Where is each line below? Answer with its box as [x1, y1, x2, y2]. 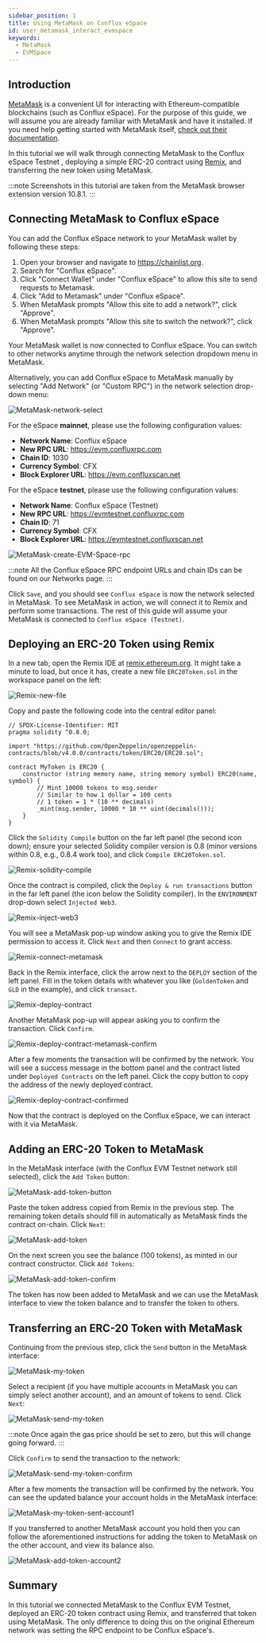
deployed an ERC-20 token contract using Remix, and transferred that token [8, 1608, 256, 1618]
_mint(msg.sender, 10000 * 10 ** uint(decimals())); [37, 805, 215, 813]
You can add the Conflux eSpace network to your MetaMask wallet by [8, 233, 237, 243]
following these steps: [8, 242, 81, 251]
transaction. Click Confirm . [8, 1024, 94, 1034]
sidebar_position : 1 [8, 11, 77, 20]
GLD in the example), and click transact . [8, 984, 137, 995]
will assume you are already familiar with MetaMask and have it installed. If [8, 116, 253, 126]
